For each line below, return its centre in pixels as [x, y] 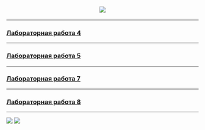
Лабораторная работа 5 [44, 56]
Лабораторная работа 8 [44, 102]
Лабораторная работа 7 [43, 79]
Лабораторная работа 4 [44, 32]
